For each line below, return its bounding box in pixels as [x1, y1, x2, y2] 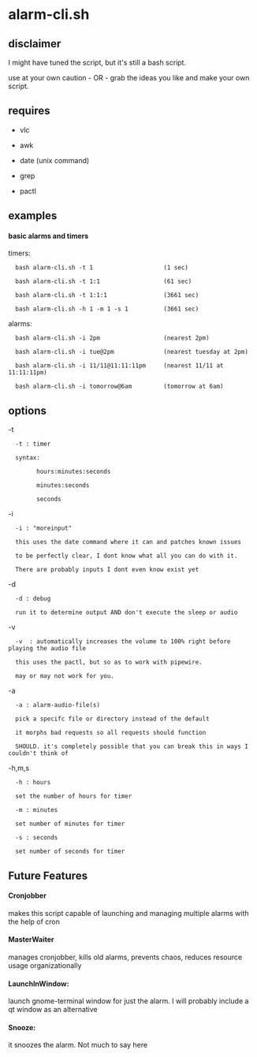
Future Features [8, 869, 88, 882]
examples [8, 209, 58, 222]
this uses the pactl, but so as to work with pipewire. [15, 658, 203, 667]
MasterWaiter [8, 935, 54, 944]
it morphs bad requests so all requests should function [15, 729, 207, 737]
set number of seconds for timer [15, 847, 125, 856]
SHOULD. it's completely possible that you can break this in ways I [15, 743, 248, 750]
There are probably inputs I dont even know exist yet [15, 566, 199, 574]
